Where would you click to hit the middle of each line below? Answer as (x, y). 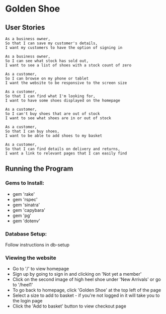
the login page (27, 301)
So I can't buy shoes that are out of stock (53, 114)
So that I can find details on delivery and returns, (63, 149)
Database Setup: (26, 233)
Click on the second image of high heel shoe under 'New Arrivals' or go (87, 279)
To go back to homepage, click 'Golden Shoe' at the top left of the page (87, 290)
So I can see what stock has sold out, (47, 61)
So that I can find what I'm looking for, (50, 96)
